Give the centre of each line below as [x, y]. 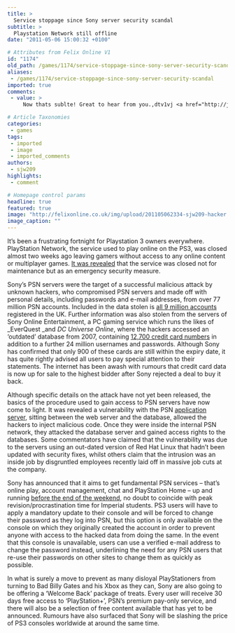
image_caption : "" [34, 222]
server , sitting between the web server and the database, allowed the [107, 417]
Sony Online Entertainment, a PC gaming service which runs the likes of [111, 322]
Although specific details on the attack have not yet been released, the [109, 395]
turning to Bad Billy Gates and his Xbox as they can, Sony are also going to [115, 586]
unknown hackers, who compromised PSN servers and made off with [107, 292]
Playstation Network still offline [65, 33]
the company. [27, 469]
